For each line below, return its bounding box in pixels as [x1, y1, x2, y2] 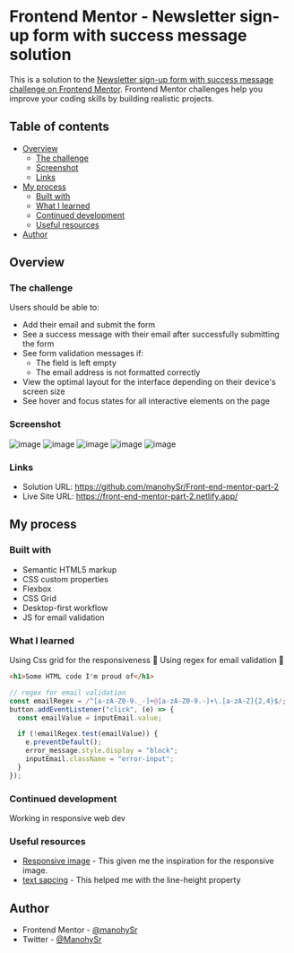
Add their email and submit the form [22, 319, 156, 330]
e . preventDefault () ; [25, 738, 102, 747]
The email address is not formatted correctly [35, 367, 201, 378]
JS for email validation [22, 612, 105, 623]
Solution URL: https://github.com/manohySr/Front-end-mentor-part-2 [22, 482, 280, 493]
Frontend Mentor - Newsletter [9, 6, 237, 27]
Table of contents [9, 119, 109, 135]
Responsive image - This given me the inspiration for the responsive [22, 855, 275, 867]
